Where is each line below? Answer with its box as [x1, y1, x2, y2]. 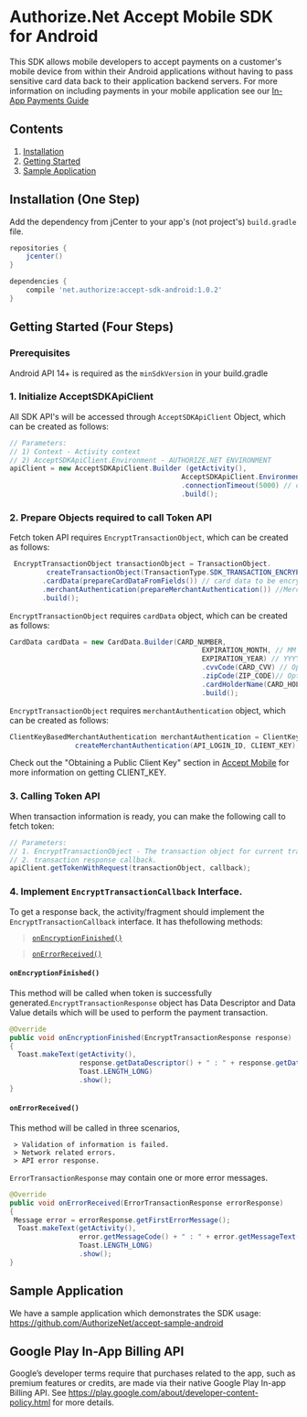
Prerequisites [9, 347, 70, 360]
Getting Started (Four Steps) [9, 319, 175, 335]
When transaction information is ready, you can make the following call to [9, 810, 286, 821]
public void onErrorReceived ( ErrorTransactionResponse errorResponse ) [9, 1198, 284, 1208]
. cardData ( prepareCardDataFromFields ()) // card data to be [42, 576, 276, 585]
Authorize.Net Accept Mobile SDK [9, 6, 274, 27]
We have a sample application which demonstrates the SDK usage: [9, 1307, 262, 1318]
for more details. [52, 1397, 114, 1408]
